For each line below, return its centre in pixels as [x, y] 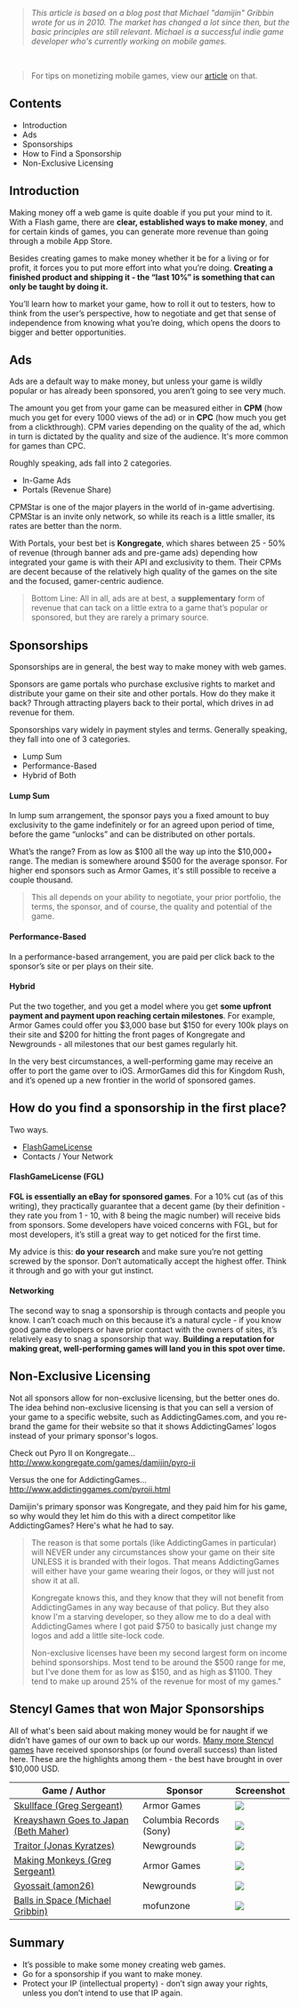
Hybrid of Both [49, 776]
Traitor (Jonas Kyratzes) [65, 1845]
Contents [36, 104]
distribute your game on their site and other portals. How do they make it [142, 694]
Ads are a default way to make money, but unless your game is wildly [136, 381]
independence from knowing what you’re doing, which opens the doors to [145, 322]
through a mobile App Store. [61, 240]
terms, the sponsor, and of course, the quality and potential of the [152, 906]
